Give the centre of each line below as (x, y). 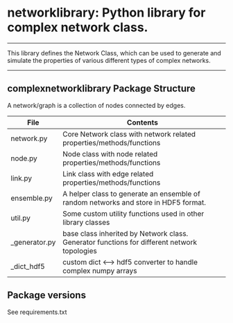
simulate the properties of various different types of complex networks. (109, 60)
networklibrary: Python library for (106, 13)
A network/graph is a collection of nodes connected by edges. (96, 105)
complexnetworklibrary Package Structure (102, 89)
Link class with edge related (108, 174)
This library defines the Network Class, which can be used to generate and (114, 53)
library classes (86, 222)
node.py (24, 158)
